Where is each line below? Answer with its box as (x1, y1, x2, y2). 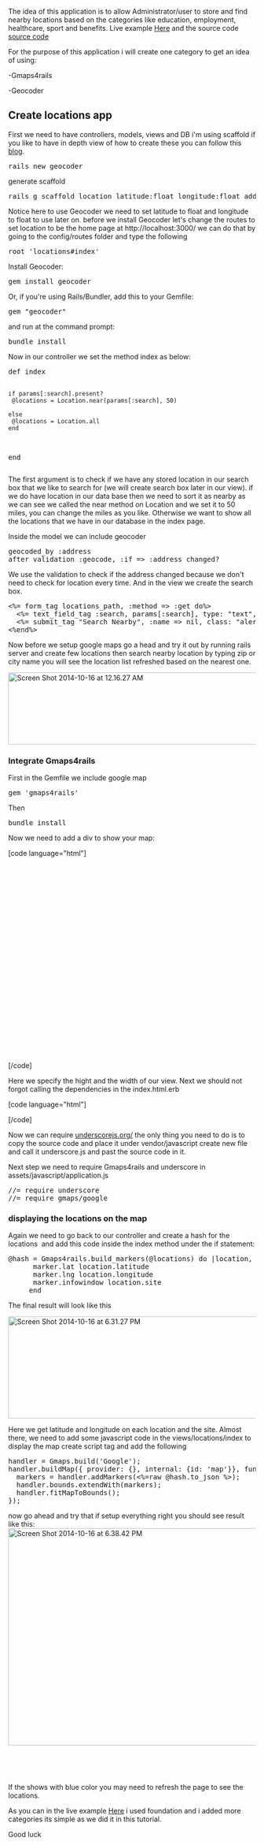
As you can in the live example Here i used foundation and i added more (8, 1806, 241, 1816)
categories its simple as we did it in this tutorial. (8, 1814, 162, 1824)
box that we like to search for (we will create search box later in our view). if (8, 482, 254, 492)
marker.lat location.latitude (32, 1263, 149, 1271)
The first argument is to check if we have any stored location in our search (8, 474, 249, 484)
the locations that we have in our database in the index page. (8, 516, 206, 526)
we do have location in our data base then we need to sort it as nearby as (8, 491, 246, 500)
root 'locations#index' (8, 247, 100, 255)
